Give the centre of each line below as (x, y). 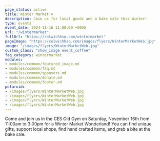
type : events (18, 23)
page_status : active (26, 10)
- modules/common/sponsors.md (36, 73)
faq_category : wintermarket (34, 55)
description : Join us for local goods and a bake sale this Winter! (76, 19)
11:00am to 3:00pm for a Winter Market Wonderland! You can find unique (79, 124)
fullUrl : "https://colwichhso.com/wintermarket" (55, 37)
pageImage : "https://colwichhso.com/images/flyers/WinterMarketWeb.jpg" (80, 41)
